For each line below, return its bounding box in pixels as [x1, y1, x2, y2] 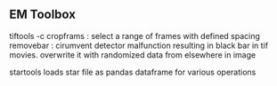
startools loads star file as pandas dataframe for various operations [9, 66, 257, 77]
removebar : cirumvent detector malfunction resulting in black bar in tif [9, 40, 269, 51]
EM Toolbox [9, 7, 76, 22]
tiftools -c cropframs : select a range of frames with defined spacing [9, 30, 261, 41]
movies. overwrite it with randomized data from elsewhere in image [9, 49, 257, 60]
